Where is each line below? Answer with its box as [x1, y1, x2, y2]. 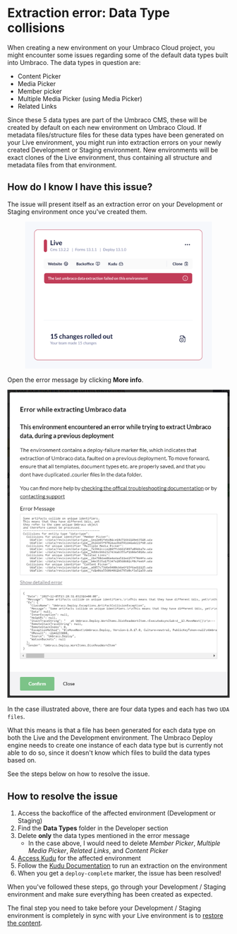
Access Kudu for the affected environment [17, 854, 141, 862]
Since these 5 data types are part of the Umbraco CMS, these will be [7, 115, 207, 124]
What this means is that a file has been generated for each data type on [7, 726, 216, 735]
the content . [7, 918, 43, 927]
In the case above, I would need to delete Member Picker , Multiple [28, 839, 221, 847]
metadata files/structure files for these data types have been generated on [7, 131, 224, 139]
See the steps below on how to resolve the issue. [7, 770, 150, 778]
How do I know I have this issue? [7, 181, 153, 193]
